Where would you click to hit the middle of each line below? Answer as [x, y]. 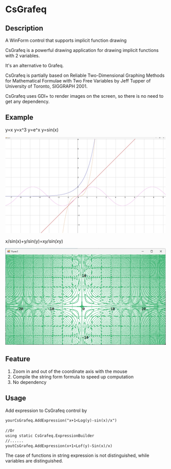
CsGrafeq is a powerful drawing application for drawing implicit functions [82, 50]
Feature [18, 359]
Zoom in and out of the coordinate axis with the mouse [70, 371]
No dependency [30, 382]
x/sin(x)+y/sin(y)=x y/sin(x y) [34, 241]
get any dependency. [27, 101]
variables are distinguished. [34, 461]
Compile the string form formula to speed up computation [73, 377]
